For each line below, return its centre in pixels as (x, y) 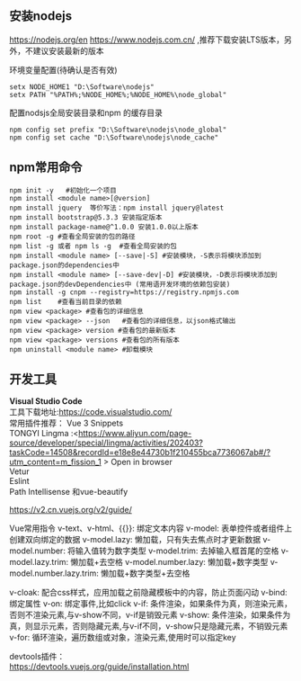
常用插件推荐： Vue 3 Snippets (66, 423)
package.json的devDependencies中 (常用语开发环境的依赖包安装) (120, 284)
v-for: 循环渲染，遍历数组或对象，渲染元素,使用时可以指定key (123, 638)
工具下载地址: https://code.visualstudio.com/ (91, 412)
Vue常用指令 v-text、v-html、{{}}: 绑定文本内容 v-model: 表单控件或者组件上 (151, 528)
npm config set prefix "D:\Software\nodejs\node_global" (118, 130)
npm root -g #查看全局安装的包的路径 (72, 237)
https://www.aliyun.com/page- (135, 434)
